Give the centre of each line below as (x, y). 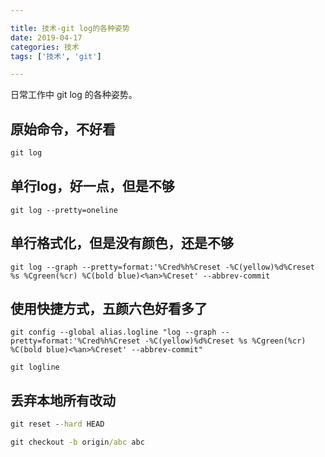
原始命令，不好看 (63, 129)
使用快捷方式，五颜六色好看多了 (109, 308)
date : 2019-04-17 (46, 37)
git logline (35, 367)
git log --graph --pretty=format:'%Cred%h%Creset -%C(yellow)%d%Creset (162, 267)
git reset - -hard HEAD (57, 424)
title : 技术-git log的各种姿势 (70, 28)
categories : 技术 (45, 47)
